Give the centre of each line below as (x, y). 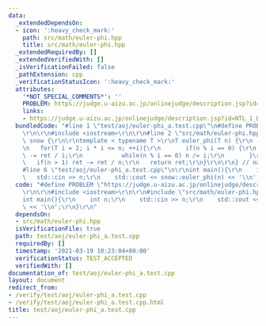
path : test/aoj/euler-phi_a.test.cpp (78, 237)
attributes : (35, 89)
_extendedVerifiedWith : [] (60, 60)
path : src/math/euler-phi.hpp (72, 38)
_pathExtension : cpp (49, 74)
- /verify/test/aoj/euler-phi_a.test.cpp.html (86, 302)
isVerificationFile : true (58, 229)
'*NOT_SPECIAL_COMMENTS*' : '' (72, 97)
